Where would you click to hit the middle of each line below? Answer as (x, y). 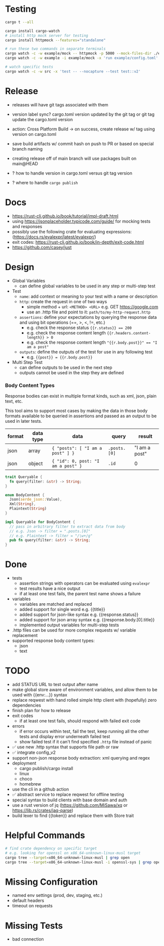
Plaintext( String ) (28, 509)
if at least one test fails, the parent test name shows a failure (80, 594)
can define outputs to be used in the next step (66, 367)
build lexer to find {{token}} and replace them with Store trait (73, 816)
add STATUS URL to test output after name (55, 685)
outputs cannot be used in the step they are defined (72, 372)
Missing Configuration (51, 882)
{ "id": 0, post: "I (76, 461)
